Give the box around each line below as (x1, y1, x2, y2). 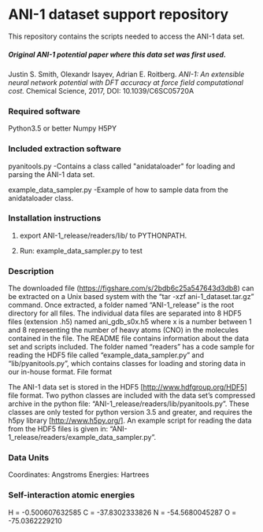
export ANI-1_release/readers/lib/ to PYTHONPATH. (19, 231, 187, 240)
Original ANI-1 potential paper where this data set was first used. (8, 50, 227, 59)
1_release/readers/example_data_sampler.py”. (8, 433, 157, 442)
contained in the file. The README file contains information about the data (8, 334, 250, 343)
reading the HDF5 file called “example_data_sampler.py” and (8, 350, 205, 360)
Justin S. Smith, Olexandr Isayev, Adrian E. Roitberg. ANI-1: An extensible (8, 69, 245, 79)
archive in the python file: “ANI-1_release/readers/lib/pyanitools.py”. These (8, 399, 250, 408)
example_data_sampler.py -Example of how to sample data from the (8, 185, 228, 194)
